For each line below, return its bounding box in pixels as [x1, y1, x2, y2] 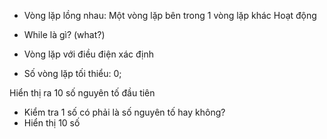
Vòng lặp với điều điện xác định [23, 48, 155, 60]
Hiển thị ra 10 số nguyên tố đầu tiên [9, 87, 156, 99]
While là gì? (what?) [23, 29, 106, 40]
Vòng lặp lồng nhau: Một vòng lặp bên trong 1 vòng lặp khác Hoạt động [23, 10, 317, 21]
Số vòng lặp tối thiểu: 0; [23, 68, 122, 79]
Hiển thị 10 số [23, 117, 81, 129]
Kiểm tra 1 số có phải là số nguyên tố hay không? [23, 106, 226, 118]
